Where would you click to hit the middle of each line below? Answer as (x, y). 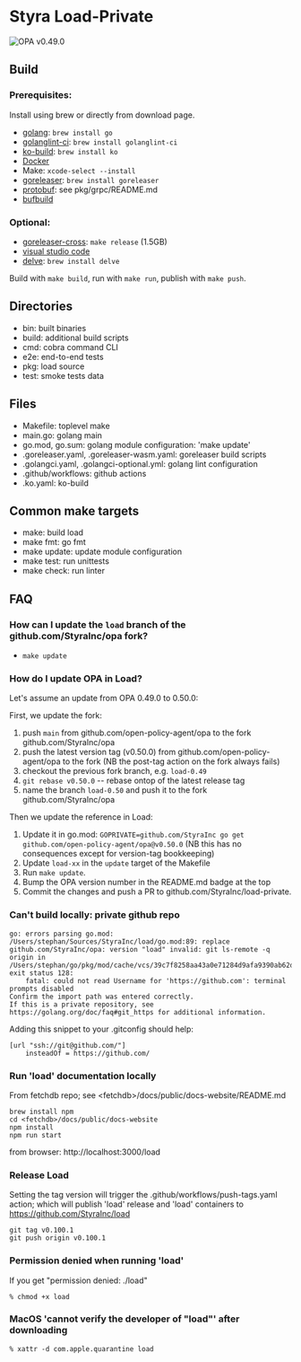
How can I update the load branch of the (98, 624)
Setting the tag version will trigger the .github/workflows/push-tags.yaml (143, 1195)
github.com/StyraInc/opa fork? (79, 636)
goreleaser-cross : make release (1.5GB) (95, 242)
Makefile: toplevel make (66, 426)
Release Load (39, 1175)
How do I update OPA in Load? (76, 678)
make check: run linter (64, 571)
